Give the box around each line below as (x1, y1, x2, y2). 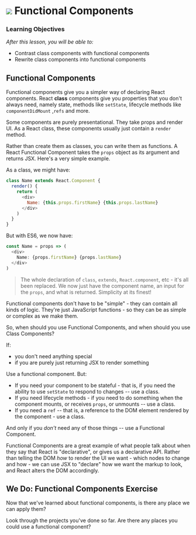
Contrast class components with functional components (14, 50, 150, 57)
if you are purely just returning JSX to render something (14, 359, 149, 366)
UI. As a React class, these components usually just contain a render (6, 125, 171, 132)
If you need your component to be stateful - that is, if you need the (14, 382, 176, 389)
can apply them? (6, 506, 46, 513)
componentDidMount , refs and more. (6, 107, 90, 115)
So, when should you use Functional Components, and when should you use (6, 324, 191, 331)
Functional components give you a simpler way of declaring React (6, 89, 165, 96)
